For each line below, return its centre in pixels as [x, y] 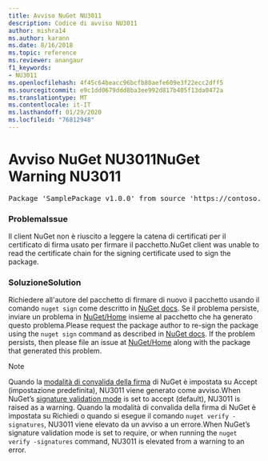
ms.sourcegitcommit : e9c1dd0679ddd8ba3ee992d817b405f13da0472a [116, 90]
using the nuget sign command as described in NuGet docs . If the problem [132, 334]
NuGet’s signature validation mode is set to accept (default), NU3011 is [124, 399]
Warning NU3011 [65, 176]
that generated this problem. [55, 351]
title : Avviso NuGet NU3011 [55, 16]
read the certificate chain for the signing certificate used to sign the [120, 254]
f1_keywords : [30, 68]
